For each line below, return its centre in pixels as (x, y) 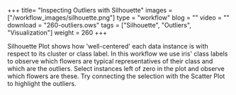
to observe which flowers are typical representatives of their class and (110, 61)
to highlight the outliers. (42, 83)
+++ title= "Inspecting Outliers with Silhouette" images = (90, 10)
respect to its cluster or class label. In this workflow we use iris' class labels (118, 53)
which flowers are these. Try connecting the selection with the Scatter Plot (116, 76)
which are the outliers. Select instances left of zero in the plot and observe (116, 69)
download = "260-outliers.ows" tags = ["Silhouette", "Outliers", (99, 25)
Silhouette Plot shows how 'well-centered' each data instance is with (108, 46)
